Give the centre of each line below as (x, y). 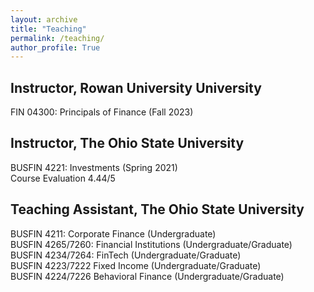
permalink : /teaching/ (57, 38)
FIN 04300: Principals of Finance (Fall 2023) (102, 112)
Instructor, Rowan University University (136, 87)
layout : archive (44, 19)
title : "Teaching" (48, 29)
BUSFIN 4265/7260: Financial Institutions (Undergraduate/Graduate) (151, 244)
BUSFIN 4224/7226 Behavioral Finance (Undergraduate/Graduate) (147, 276)
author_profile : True (55, 47)
